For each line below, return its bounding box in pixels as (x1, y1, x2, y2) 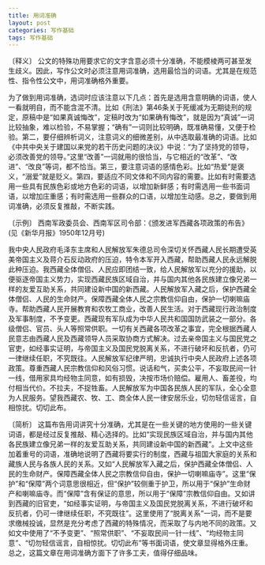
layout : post (8, 19, 51, 27)
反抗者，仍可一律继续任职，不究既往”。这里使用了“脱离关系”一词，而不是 (8, 509, 246, 518)
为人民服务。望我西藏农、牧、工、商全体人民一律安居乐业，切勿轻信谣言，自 (8, 393, 257, 403)
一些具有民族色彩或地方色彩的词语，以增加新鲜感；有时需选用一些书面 (14, 182, 243, 191)
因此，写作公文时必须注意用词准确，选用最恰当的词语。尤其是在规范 (35, 66, 257, 76)
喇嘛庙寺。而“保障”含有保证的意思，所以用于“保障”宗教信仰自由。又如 (21, 489, 248, 499)
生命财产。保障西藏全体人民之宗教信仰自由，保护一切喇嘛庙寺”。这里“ (21, 469, 250, 479)
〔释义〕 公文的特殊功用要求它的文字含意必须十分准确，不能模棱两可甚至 (8, 56, 245, 66)
